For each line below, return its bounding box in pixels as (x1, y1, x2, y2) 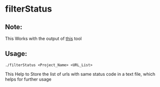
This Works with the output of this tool (5, 35, 82, 41)
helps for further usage (5, 76, 52, 82)
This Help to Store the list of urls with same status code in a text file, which (5, 71, 155, 77)
